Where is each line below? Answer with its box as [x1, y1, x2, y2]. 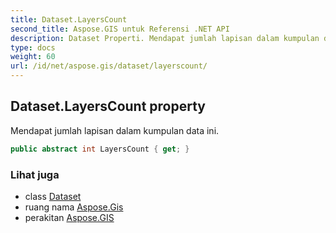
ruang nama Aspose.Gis [24, 201, 124, 213]
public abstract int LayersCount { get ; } [10, 144, 190, 154]
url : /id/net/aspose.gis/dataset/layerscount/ [10, 61, 208, 71]
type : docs [10, 42, 56, 53]
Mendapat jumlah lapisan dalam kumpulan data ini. [10, 124, 220, 136]
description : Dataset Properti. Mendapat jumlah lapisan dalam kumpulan [10, 33, 320, 43]
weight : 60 [10, 52, 56, 62]
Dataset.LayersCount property [10, 98, 206, 115]
